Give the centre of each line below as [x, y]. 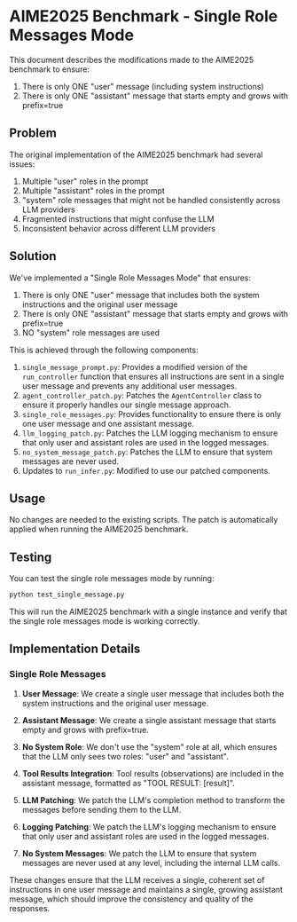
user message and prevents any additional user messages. [129, 386]
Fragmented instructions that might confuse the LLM [118, 218]
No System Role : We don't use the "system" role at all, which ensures [149, 746]
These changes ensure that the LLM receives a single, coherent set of [137, 879]
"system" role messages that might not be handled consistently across [151, 200]
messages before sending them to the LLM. [102, 809]
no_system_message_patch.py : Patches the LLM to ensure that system [147, 452]
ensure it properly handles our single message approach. [126, 405]
